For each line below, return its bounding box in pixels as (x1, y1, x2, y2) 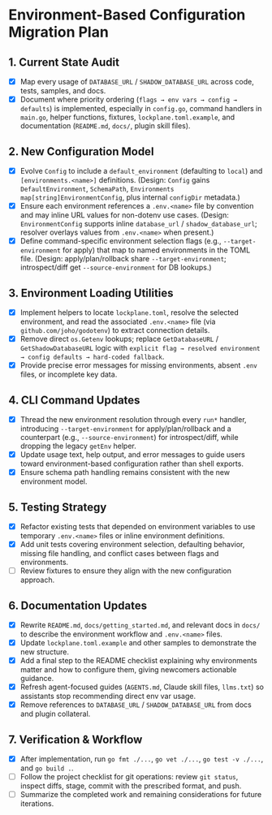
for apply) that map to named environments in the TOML (62, 245, 251, 255)
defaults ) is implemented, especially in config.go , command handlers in (19, 104, 262, 114)
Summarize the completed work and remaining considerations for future (19, 790, 262, 800)
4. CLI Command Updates (8, 393, 140, 407)
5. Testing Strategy (8, 500, 107, 514)
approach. (19, 575, 55, 585)
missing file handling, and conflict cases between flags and (19, 549, 219, 558)
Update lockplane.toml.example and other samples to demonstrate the (19, 638, 257, 647)
